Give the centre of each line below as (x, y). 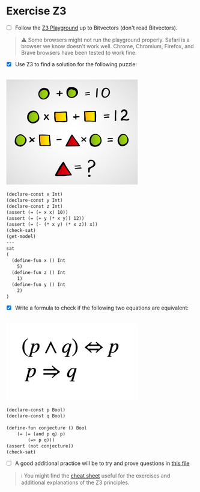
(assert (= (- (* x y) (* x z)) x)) (52, 225)
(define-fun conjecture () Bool (47, 428)
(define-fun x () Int (39, 261)
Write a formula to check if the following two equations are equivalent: (102, 308)
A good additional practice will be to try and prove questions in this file (102, 463)
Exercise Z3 (36, 11)
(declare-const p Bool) (36, 410)
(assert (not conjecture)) (40, 446)
